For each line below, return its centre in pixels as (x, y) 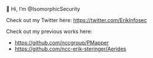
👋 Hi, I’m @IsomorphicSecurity (43, 9)
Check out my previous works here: (49, 31)
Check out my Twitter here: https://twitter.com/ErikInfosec (76, 20)
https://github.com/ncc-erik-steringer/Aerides (70, 49)
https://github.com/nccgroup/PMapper (61, 43)
